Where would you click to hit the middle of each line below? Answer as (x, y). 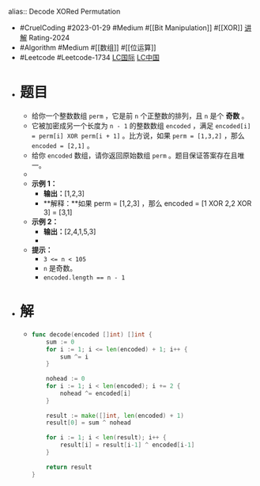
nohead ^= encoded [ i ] (96, 393)
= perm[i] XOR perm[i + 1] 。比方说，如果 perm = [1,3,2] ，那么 (138, 135)
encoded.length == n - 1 (84, 277)
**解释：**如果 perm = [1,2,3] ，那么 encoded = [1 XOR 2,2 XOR (147, 203)
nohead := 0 (66, 379)
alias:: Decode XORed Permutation (64, 11)
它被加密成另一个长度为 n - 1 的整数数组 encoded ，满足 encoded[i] (141, 125)
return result (69, 467)
